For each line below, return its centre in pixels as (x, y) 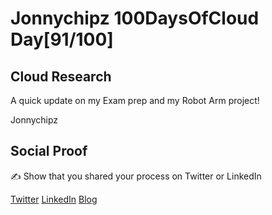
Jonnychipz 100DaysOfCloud (135, 18)
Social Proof (49, 151)
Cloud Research (61, 76)
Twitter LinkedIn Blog (54, 199)
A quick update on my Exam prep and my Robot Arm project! (135, 100)
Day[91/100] (62, 39)
